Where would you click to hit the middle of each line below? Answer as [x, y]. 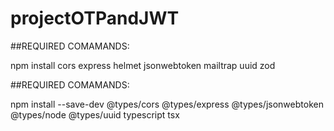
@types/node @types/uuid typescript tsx [95, 114]
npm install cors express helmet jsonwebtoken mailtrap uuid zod [143, 65]
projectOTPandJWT [95, 18]
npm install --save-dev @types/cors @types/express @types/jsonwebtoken [167, 104]
